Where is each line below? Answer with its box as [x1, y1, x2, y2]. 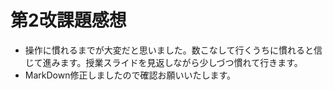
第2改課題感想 [10, 9, 127, 32]
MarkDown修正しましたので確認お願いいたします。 [24, 69, 237, 81]
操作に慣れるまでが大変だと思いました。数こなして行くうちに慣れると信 [24, 44, 323, 56]
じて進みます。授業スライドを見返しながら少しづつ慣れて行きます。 [24, 56, 303, 68]
